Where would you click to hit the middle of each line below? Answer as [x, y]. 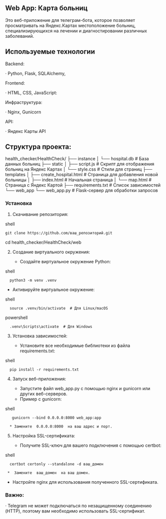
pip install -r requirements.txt [44, 369]
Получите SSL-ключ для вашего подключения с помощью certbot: [91, 445]
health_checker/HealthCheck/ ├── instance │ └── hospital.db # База [77, 159]
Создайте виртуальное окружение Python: [65, 261]
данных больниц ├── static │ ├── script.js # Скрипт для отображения [80, 164]
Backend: [15, 64]
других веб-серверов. [44, 394]
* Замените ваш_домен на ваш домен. [49, 473]
